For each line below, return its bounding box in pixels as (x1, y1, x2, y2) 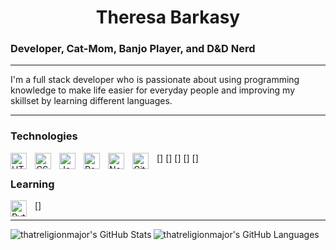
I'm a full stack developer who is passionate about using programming (10, 74, 300, 86)
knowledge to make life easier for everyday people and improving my (10, 84, 296, 96)
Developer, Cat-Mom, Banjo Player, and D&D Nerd (10, 42, 256, 56)
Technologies (10, 129, 78, 143)
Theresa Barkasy (95, 6, 241, 29)
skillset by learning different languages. (10, 95, 173, 107)
